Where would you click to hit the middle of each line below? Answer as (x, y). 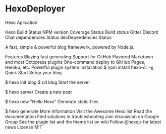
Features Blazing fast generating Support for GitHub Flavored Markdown (79, 57)
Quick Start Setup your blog (33, 72)
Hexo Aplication (21, 22)
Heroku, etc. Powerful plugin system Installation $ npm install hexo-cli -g (79, 67)
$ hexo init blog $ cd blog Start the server (48, 82)
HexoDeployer (35, 9)
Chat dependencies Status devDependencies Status (58, 37)
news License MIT (24, 127)
